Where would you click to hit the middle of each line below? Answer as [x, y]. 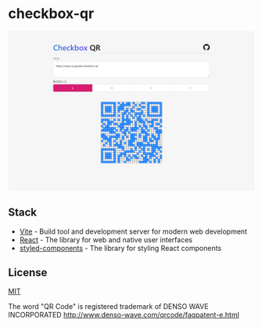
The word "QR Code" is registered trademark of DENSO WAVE [108, 307]
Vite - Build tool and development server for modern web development [133, 231]
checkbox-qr [51, 14]
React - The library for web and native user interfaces [106, 239]
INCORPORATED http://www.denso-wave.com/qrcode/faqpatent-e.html [124, 315]
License [28, 272]
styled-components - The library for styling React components [120, 248]
